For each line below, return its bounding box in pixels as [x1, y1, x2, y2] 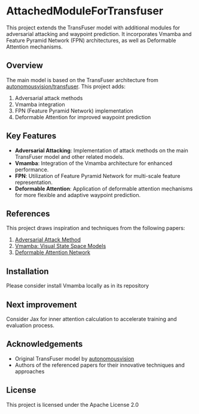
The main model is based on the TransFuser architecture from [6, 76, 158, 83]
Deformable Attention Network [14, 249, 91, 256]
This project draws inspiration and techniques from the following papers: [6, 225, 185, 232]
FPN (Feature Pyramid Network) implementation [14, 107, 133, 114]
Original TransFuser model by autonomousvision [14, 355, 134, 362]
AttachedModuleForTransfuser [6, 4, 164, 18]
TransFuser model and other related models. [14, 153, 124, 160]
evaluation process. [6, 322, 55, 329]
